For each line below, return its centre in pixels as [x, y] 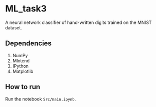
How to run [23, 87]
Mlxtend [21, 61]
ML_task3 [26, 9]
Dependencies [28, 44]
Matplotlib [23, 71]
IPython [21, 66]
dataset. [14, 27]
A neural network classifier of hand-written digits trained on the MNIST [79, 22]
